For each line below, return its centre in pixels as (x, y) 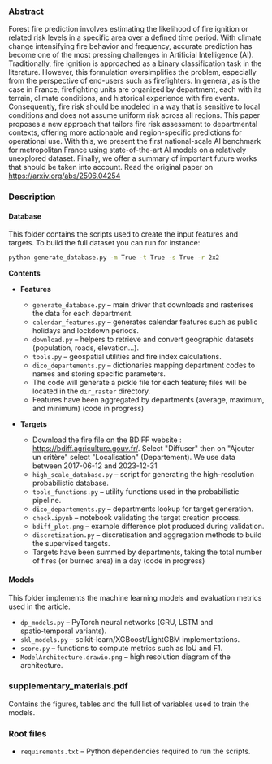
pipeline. (47, 501)
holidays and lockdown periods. (86, 331)
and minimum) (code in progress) (88, 409)
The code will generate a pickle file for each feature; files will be (140, 383)
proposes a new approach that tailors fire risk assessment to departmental (133, 124)
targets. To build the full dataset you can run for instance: (104, 243)
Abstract (26, 11)
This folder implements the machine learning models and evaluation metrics (135, 597)
